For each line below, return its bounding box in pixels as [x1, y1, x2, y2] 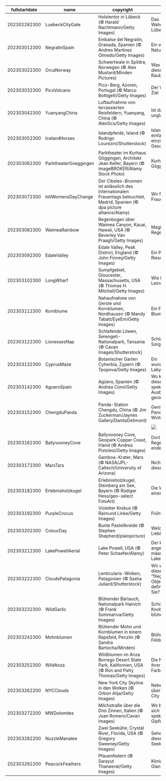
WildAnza [45, 662, 65, 668]
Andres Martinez [98, 47, 132, 53]
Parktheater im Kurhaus [98, 150, 147, 156]
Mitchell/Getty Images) [98, 288, 145, 294]
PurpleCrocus [45, 510, 74, 516]
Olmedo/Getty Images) [98, 53, 145, 58]
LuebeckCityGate [45, 22, 81, 28]
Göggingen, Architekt [98, 155, 142, 161]
